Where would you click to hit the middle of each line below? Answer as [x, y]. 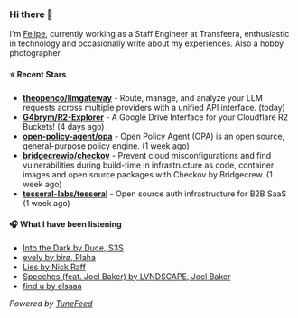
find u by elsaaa [52, 286]
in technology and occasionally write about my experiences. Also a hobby [147, 43]
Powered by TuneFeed [51, 303]
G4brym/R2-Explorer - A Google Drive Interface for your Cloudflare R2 [155, 117]
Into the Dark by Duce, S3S [73, 248]
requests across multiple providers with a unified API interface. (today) [154, 107]
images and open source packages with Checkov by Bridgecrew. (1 [147, 174]
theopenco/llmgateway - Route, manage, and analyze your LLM [143, 97]
